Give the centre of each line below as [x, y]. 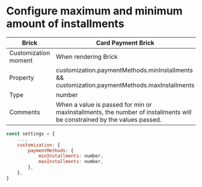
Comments [25, 112]
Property [22, 77]
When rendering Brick [87, 56]
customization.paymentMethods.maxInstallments [125, 85]
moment [21, 60]
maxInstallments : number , [71, 162]
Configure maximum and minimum [94, 11]
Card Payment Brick [125, 43]
